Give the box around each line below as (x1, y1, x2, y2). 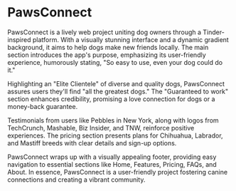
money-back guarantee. (7, 102, 78, 110)
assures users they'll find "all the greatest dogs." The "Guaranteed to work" (7, 87, 229, 95)
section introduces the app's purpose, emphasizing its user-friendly (7, 51, 206, 59)
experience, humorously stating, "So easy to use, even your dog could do (7, 58, 222, 66)
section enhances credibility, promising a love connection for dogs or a (7, 94, 215, 103)
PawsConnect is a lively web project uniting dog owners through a (7, 28, 201, 36)
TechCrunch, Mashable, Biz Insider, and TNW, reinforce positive (7, 123, 195, 132)
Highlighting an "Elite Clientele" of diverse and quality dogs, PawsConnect (7, 79, 225, 88)
